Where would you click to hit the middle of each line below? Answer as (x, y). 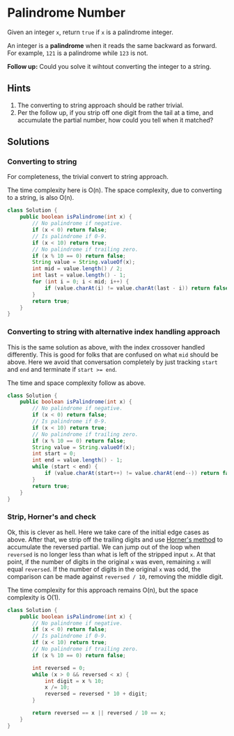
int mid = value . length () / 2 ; (78, 269)
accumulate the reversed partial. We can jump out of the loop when (104, 547)
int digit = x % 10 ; (74, 681)
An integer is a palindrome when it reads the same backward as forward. (112, 45)
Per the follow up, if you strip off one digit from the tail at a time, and (115, 112)
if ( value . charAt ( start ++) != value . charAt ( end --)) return (132, 473)
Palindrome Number (67, 13)
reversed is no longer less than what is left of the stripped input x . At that (111, 554)
